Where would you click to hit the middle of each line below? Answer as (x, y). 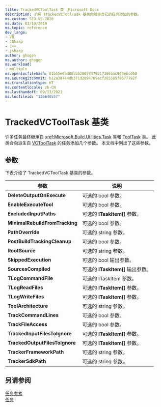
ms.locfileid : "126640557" (33, 96)
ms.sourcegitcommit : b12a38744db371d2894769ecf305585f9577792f (71, 78)
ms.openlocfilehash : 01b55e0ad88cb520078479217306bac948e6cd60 (71, 74)
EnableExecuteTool (30, 204)
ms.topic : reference (26, 28)
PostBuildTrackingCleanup (40, 241)
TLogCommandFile (30, 278)
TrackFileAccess (27, 324)
